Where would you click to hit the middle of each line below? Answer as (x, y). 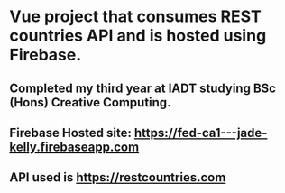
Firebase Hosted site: (71, 133)
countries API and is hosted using (138, 36)
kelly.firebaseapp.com (74, 147)
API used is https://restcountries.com (118, 178)
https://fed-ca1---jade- (201, 133)
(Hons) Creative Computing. (90, 102)
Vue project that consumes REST (135, 17)
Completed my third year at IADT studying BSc (143, 88)
